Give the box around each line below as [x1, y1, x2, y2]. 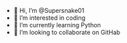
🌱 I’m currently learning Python [13, 21, 101, 29]
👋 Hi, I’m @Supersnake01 [13, 7, 85, 14]
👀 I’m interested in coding [13, 14, 86, 22]
